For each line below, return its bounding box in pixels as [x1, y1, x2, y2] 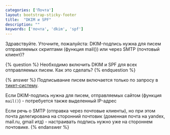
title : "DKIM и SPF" [5, 17, 52, 22]
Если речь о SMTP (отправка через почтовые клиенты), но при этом [5, 108, 156, 114]
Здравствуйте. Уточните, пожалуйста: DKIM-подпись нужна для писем [5, 41, 161, 47]
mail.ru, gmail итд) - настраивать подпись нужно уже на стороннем [5, 119, 153, 125]
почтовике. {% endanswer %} [5, 124, 70, 130]
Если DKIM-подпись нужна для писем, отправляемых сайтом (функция [5, 92, 162, 99]
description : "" [5, 22, 40, 27]
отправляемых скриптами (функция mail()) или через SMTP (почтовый [5, 46, 160, 52]
